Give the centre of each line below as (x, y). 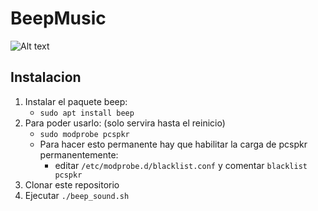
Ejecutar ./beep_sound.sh (77, 195)
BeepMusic (58, 18)
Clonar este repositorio (72, 184)
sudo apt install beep (87, 113)
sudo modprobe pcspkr (84, 134)
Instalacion (46, 77)
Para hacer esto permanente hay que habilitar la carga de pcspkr (173, 144)
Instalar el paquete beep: (76, 101)
